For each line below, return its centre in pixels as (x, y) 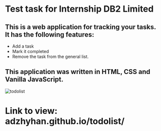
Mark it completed (30, 51)
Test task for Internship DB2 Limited (79, 9)
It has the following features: (50, 34)
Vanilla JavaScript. (34, 80)
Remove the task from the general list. (50, 56)
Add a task (23, 46)
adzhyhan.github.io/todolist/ (65, 121)
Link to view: (31, 111)
